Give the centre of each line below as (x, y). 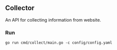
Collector (20, 8)
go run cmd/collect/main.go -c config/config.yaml (59, 43)
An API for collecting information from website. (53, 20)
